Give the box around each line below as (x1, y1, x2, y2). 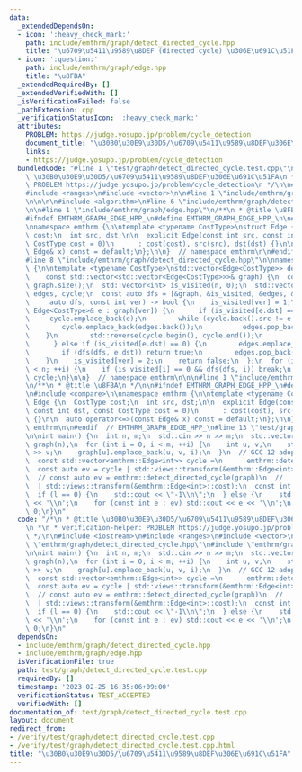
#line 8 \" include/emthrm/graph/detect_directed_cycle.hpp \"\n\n (25, 256, 276, 265)
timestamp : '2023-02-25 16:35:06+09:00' (17, 682, 171, 691)
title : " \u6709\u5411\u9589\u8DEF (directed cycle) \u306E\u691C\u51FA (25, 47, 299, 56)
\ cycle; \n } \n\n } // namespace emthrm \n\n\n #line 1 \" (25, 373, 240, 382)
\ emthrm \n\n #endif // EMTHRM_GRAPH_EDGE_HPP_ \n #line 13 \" (25, 423, 259, 432)
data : (9, 13, 30, 22)
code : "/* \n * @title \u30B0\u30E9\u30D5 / (17, 515, 179, 525)
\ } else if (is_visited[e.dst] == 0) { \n (25, 339, 207, 348)
